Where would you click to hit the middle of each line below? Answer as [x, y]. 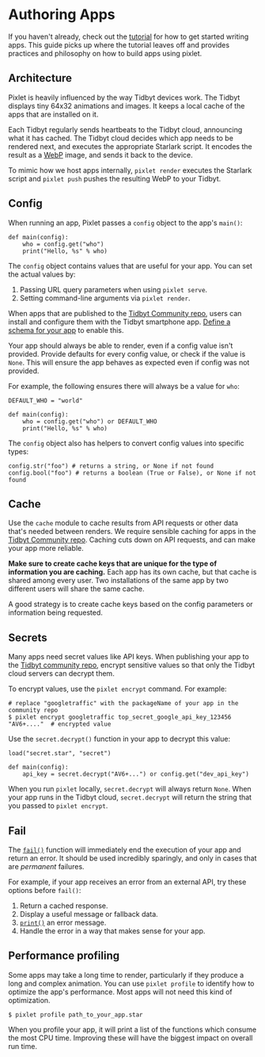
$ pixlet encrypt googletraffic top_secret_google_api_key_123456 [120, 717]
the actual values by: [42, 274]
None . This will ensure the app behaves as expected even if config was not [129, 362]
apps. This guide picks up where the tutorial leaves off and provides [119, 44]
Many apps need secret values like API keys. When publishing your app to [129, 657]
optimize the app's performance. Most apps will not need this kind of [121, 991]
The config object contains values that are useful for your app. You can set [131, 265]
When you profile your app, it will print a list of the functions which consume [132, 1029]
